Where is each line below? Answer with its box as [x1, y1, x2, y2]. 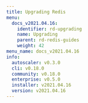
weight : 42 [17, 43, 45, 49]
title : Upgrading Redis [6, 8, 66, 15]
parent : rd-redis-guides [17, 37, 80, 43]
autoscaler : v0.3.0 [11, 59, 61, 65]
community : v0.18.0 [11, 71, 61, 77]
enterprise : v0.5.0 [11, 76, 61, 82]
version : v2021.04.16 [11, 88, 66, 94]
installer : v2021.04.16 [11, 82, 71, 88]
